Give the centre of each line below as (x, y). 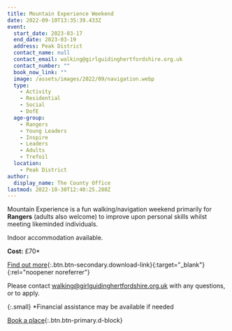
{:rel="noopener (30, 272)
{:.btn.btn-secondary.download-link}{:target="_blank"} (126, 265)
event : (17, 27)
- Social (32, 105)
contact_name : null (42, 53)
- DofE (29, 111)
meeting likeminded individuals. (53, 224)
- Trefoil (34, 157)
